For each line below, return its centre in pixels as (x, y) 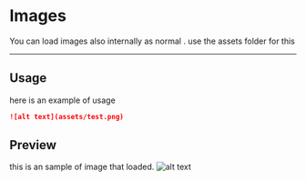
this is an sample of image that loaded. (82, 167)
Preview (33, 145)
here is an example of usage (62, 100)
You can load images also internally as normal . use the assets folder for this (153, 41)
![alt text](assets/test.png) (67, 116)
